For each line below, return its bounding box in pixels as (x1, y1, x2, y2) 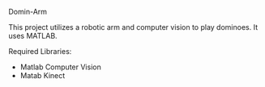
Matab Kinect (19, 71, 66, 80)
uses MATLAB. (8, 31, 58, 40)
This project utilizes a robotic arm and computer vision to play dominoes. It (8, 23, 258, 31)
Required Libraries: (8, 47, 72, 56)
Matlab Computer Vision (19, 62, 101, 72)
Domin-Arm (8, 7, 47, 16)
